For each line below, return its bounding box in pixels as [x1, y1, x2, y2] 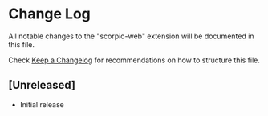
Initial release [19, 99, 64, 109]
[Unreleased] [8, 78, 76, 92]
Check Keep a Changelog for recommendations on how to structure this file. [8, 55, 261, 65]
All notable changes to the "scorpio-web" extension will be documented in [8, 31, 254, 41]
